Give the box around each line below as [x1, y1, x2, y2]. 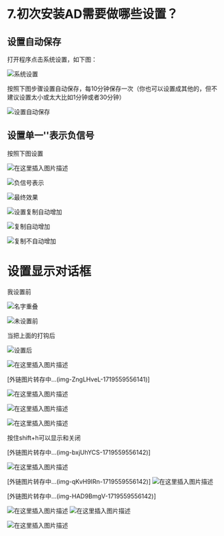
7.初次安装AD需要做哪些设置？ [7, 6, 179, 22]
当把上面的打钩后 [7, 331, 55, 339]
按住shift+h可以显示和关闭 [7, 434, 81, 442]
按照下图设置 [7, 149, 43, 157]
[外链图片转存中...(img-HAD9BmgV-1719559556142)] [7, 492, 156, 500]
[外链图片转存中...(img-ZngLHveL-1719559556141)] [7, 375, 150, 383]
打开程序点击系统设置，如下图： [7, 56, 97, 63]
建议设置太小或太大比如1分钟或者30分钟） [7, 93, 125, 101]
